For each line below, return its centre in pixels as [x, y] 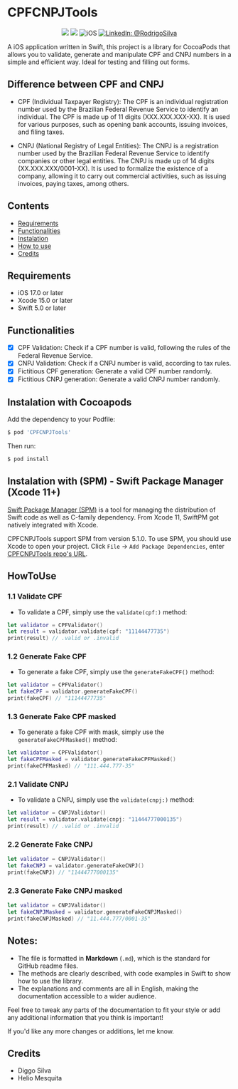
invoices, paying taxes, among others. [73, 183]
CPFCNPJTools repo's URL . [48, 554]
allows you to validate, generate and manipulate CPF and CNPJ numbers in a [119, 54]
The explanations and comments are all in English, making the [108, 989]
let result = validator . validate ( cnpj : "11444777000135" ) [95, 820]
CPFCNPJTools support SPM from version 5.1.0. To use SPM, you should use [119, 538]
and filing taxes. [41, 132]
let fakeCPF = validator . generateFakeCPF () [73, 692]
